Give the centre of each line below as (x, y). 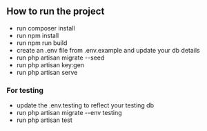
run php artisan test (45, 120)
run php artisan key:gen (50, 64)
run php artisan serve (47, 72)
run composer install (46, 28)
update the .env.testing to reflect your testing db (85, 105)
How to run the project (56, 11)
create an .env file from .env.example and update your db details (108, 50)
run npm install (38, 35)
